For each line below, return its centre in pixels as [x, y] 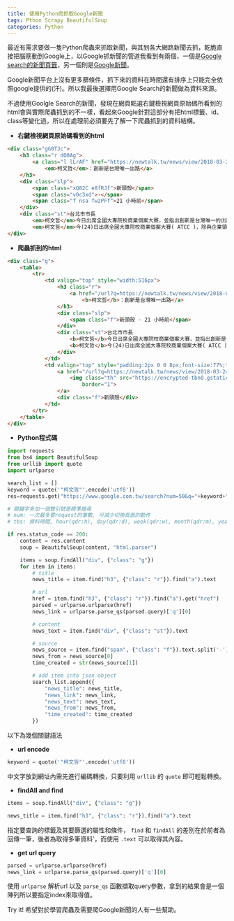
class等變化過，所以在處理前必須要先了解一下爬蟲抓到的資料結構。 [103, 121]
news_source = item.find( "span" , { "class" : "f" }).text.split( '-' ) [131, 650]
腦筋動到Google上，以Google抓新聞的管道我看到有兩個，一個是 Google [120, 56]
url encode [33, 749]
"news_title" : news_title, [84, 688]
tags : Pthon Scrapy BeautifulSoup [57, 20]
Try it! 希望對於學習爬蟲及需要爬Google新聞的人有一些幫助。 [94, 910]
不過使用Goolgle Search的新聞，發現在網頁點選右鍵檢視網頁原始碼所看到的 [115, 103]
